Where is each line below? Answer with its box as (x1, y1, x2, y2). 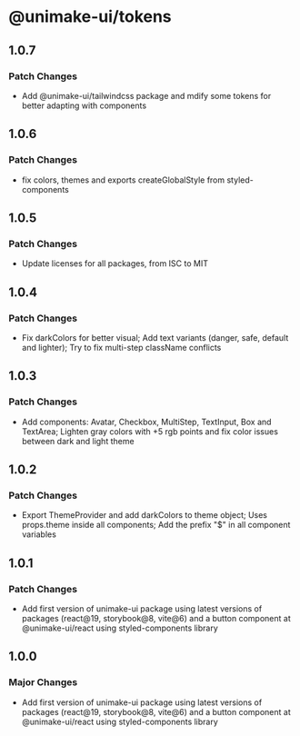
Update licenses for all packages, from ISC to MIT (21, 258, 208, 269)
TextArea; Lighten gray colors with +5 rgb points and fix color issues (21, 425, 279, 437)
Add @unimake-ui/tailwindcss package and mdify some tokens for (21, 90, 272, 101)
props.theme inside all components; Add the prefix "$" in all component (21, 520, 291, 531)
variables (21, 529, 56, 540)
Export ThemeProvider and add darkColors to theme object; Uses (21, 510, 268, 521)
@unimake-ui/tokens (8, 6, 172, 27)
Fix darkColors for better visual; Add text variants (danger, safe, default (21, 332, 289, 343)
